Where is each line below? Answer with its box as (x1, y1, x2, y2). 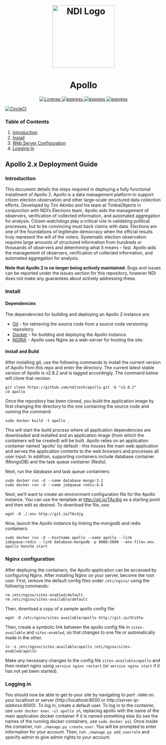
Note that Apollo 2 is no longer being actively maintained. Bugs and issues (5, 265, 162, 271)
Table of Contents (5, 118, 50, 125)
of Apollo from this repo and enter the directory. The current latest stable (5, 365, 155, 371)
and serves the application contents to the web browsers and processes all (5, 448, 159, 454)
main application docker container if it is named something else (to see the (5, 713, 158, 719)
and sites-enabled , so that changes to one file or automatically (26, 629, 156, 635)
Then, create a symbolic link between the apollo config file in (5, 624, 130, 630)
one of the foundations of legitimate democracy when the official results (5, 229, 153, 235)
